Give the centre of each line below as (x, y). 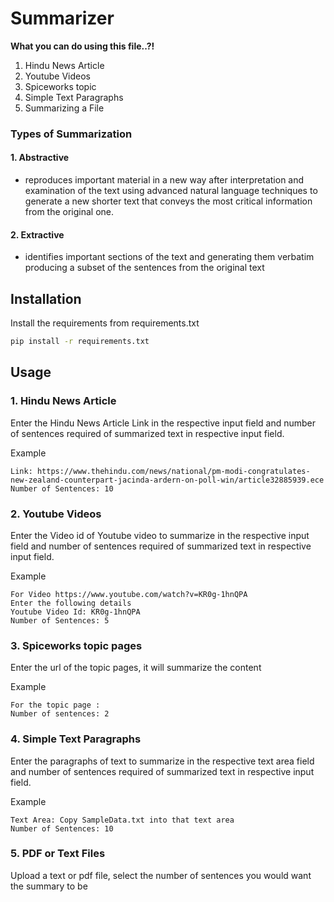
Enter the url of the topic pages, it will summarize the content (136, 668)
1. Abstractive (40, 158)
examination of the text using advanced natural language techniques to (171, 191)
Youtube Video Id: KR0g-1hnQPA (75, 612)
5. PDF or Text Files (58, 854)
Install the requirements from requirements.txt (105, 323)
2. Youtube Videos (56, 514)
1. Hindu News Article (63, 401)
